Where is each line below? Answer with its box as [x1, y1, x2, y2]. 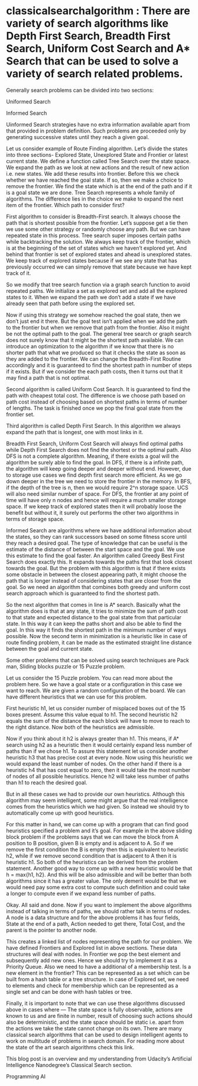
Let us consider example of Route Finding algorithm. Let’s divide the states [6, 145, 188, 152]
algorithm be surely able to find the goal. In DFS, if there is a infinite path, [6, 458, 184, 466]
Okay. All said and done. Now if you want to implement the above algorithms [6, 901, 192, 909]
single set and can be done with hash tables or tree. [6, 988, 132, 995]
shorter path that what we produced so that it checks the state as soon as [6, 349, 186, 356]
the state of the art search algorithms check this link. [6, 1043, 135, 1051]
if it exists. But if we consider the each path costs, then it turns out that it [6, 368, 183, 375]
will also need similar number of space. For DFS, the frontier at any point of [6, 490, 189, 497]
